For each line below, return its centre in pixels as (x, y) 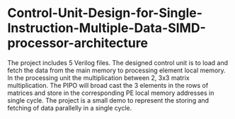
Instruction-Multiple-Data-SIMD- (107, 28)
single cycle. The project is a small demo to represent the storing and (108, 100)
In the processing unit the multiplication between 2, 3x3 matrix (98, 78)
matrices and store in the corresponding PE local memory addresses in (111, 93)
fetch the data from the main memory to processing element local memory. (117, 70)
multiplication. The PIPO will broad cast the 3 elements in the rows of (108, 85)
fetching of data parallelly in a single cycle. (70, 108)
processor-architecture (78, 43)
